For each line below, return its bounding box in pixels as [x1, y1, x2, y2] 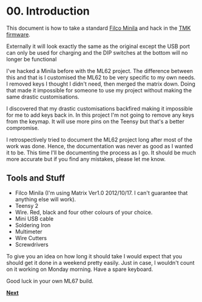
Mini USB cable [15, 214, 54, 222]
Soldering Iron [15, 221, 51, 228]
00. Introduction [6, 4, 90, 18]
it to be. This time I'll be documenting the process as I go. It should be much [6, 149, 196, 156]
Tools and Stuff [6, 173, 66, 184]
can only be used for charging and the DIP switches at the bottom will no [6, 49, 188, 56]
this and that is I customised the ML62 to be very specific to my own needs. [6, 74, 196, 81]
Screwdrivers [15, 241, 49, 248]
